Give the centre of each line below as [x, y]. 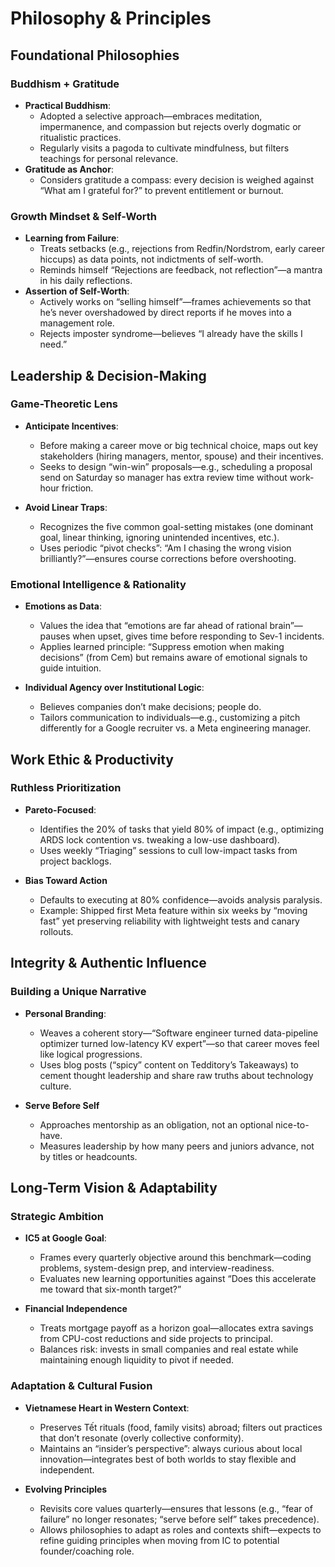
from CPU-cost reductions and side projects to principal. [156, 1339]
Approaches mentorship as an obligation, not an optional [156, 1124]
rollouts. [56, 931]
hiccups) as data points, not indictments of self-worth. [151, 259]
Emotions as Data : [63, 606]
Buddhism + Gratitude [65, 84]
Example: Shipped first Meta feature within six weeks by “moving [173, 910]
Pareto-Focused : [60, 809]
